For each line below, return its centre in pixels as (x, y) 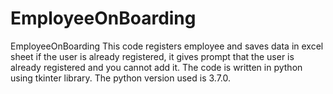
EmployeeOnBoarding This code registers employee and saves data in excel (167, 46)
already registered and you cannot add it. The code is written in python (156, 67)
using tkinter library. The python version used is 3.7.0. (121, 78)
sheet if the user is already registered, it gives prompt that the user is (152, 56)
